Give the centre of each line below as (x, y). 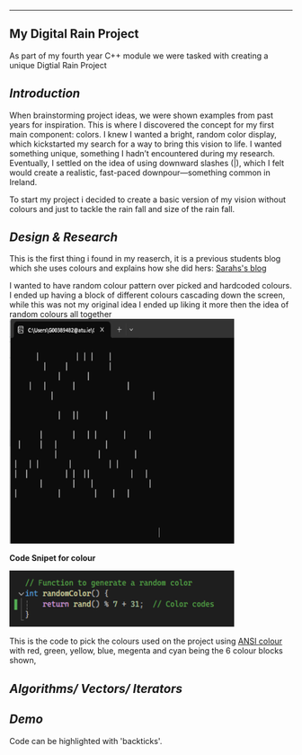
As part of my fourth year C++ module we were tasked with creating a (139, 56)
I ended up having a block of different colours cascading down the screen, (147, 295)
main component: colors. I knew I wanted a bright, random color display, (143, 134)
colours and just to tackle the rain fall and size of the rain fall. (122, 209)
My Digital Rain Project (74, 34)
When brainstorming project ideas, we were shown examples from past (142, 115)
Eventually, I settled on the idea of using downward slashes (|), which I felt (147, 163)
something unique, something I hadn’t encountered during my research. (142, 153)
